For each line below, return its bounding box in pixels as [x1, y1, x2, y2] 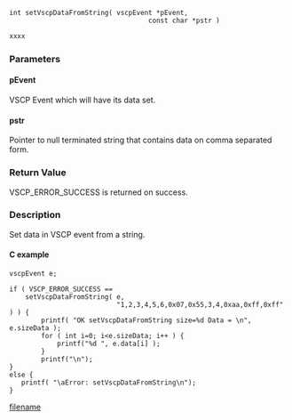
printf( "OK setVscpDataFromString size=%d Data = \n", [41, 316, 252, 325]
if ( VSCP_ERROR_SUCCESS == [9, 285, 114, 294]
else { [9, 370, 34, 379]
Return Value [9, 166, 67, 179]
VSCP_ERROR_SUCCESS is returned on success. [9, 187, 188, 198]
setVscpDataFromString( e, [25, 293, 125, 302]
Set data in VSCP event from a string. [9, 229, 146, 239]
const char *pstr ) [147, 16, 220, 25]
